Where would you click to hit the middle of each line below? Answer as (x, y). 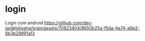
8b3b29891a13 (20, 33)
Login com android (24, 23)
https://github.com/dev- (68, 23)
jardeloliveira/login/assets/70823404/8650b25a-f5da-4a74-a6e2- (72, 28)
